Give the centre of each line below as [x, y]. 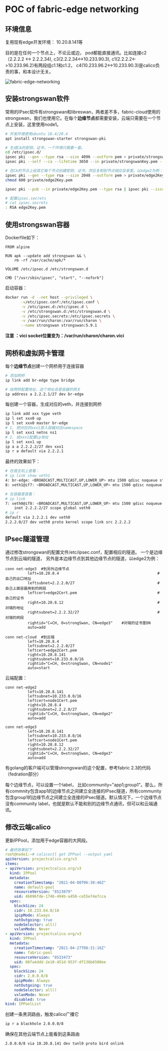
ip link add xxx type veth [33, 414]
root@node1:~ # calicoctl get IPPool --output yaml [59, 854]
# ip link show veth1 [28, 476]
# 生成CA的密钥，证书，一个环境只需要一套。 [45, 148]
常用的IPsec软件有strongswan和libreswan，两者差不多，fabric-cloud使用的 [83, 112]
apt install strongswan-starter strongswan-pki [56, 139]
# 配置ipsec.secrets [26, 198]
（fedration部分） [23, 774]
